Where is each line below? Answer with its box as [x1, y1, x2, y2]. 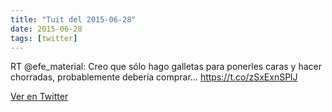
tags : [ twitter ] [10, 33, 78, 43]
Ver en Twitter [10, 91, 69, 103]
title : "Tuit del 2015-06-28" [10, 14, 137, 25]
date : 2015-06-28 [10, 24, 83, 34]
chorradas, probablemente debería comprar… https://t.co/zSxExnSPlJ [10, 71, 298, 83]
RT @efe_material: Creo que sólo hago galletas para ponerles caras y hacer [10, 61, 322, 73]
